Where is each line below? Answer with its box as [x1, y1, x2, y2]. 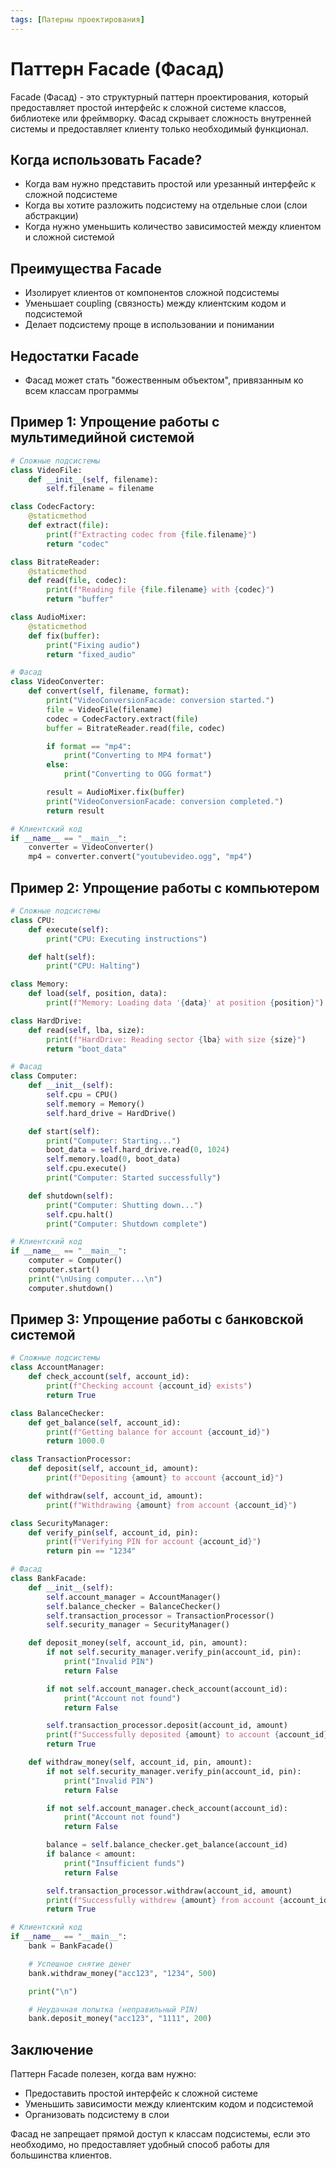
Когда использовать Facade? [10, 151, 203, 168]
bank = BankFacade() [28, 1941, 114, 1951]
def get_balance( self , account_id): [28, 1417, 182, 1428]
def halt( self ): [28, 952, 97, 962]
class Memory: [10, 979, 70, 990]
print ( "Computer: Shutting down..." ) [46, 1200, 203, 1210]
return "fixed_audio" [46, 649, 137, 660]
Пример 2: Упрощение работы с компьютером [10, 879, 320, 896]
